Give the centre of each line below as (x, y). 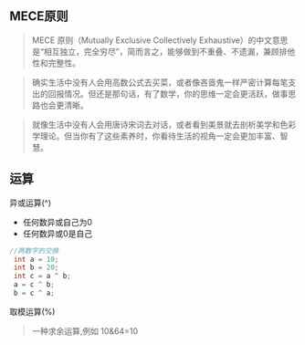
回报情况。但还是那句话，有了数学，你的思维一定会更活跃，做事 (168, 93)
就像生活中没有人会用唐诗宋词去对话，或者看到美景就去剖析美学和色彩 (164, 124)
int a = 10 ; (36, 259)
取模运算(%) (32, 311)
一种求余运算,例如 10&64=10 (85, 330)
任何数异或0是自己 (58, 233)
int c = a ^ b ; (42, 277)
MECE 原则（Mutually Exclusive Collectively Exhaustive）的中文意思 (160, 40)
